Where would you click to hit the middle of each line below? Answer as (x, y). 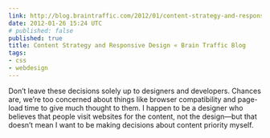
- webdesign (28, 68)
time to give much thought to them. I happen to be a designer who (134, 108)
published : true (35, 38)
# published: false (41, 30)
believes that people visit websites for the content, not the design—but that (133, 116)
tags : (17, 53)
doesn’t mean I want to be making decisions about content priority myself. (131, 124)
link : (17, 16)
